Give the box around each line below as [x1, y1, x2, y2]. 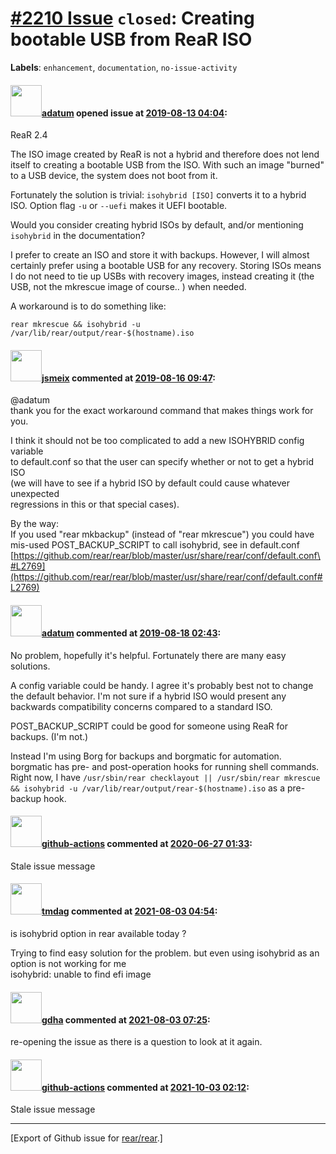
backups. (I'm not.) [10, 730, 89, 742]
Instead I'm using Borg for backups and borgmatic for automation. [10, 750, 282, 762]
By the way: [10, 518, 59, 530]
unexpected [10, 488, 60, 500]
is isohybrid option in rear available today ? [10, 927, 187, 939]
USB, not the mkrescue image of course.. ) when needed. [10, 281, 247, 293]
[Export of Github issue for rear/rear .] [10, 1132, 163, 1144]
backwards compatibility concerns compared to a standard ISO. [10, 700, 273, 712]
